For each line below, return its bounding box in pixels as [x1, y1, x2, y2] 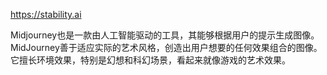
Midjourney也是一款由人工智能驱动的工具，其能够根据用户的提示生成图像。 [10, 29, 320, 41]
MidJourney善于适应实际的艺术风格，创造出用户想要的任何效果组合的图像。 [10, 42, 323, 53]
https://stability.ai [10, 9, 82, 20]
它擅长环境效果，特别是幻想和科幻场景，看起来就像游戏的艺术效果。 [10, 54, 291, 66]
